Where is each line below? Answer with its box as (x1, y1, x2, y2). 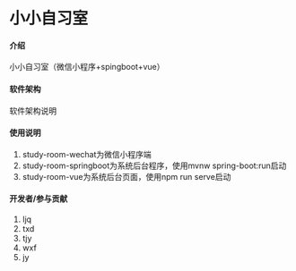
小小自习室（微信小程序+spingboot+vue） (9, 62, 165, 72)
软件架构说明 (9, 105, 57, 116)
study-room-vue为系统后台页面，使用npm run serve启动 (22, 171, 231, 182)
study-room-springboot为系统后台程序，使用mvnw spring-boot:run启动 (22, 160, 287, 171)
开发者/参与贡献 (9, 193, 68, 204)
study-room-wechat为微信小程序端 (22, 148, 152, 159)
